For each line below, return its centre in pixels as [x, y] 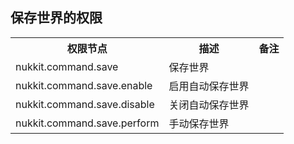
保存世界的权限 [56, 18]
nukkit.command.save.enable [84, 85]
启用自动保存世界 [209, 86]
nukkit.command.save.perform [87, 123]
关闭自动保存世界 [209, 105]
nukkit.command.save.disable [85, 104]
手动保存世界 [199, 123]
